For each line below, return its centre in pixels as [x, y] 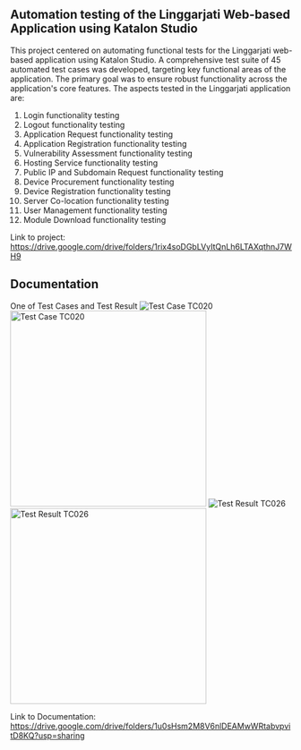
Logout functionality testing [74, 124]
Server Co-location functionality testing [96, 200]
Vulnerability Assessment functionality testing [108, 153]
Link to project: [38, 237]
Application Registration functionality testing [105, 143]
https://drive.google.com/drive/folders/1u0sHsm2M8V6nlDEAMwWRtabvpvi [150, 726]
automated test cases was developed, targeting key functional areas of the [148, 69]
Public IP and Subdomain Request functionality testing [123, 172]
